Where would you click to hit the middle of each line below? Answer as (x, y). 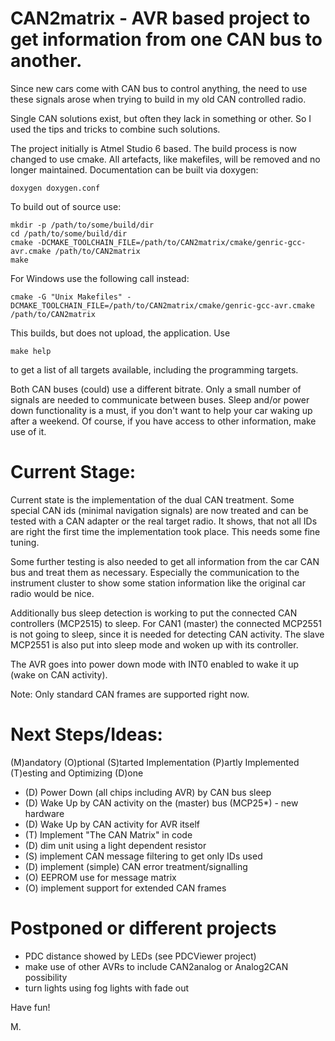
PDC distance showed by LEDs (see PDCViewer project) (140, 956)
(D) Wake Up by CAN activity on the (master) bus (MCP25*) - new (161, 803)
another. (46, 61)
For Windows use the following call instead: (100, 278)
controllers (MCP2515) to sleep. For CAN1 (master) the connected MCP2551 (166, 623)
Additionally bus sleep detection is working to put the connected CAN (154, 613)
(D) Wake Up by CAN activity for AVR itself (112, 824)
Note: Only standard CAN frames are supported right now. (130, 694)
